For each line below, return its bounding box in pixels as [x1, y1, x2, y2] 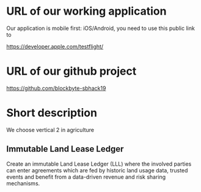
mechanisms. [6, 179, 40, 187]
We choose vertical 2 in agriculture [6, 126, 95, 133]
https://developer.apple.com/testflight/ [6, 43, 104, 50]
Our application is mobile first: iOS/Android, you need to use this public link [6, 24, 196, 32]
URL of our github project [6, 64, 137, 78]
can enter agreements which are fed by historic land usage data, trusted [6, 166, 188, 174]
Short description [6, 106, 98, 120]
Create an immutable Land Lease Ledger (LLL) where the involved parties [6, 160, 192, 168]
